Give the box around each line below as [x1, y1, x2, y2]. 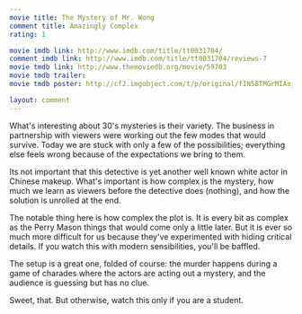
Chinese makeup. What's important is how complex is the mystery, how [9, 176, 274, 187]
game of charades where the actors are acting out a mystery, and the [9, 267, 266, 278]
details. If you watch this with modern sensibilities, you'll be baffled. [9, 240, 261, 251]
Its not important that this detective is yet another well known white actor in [9, 166, 288, 177]
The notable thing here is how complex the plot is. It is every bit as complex [9, 212, 289, 222]
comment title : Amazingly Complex [9, 22, 139, 31]
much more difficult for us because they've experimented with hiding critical [9, 231, 292, 242]
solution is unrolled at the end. [9, 195, 121, 205]
